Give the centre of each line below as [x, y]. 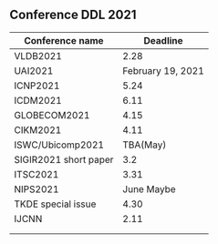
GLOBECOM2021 [52, 115]
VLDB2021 [38, 56]
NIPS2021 [36, 188]
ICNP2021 [37, 86]
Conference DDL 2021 [73, 15]
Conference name [64, 40]
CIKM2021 [38, 129]
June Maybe [149, 188]
